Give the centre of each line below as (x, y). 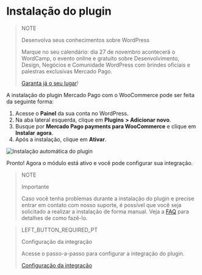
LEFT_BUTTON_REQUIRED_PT (59, 230)
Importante (35, 186)
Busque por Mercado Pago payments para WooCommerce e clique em (106, 126)
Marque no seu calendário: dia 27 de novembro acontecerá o (98, 52)
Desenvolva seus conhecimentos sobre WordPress (85, 40)
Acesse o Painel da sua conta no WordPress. (72, 113)
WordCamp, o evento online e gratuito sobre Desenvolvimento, (100, 58)
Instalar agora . (34, 133)
